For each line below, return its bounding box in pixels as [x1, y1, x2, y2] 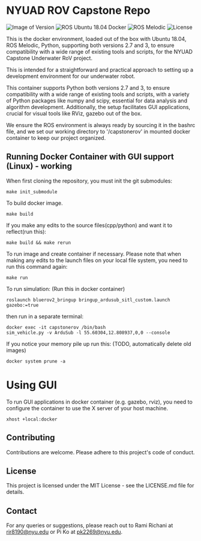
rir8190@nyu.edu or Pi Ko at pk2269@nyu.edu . [6, 528, 123, 536]
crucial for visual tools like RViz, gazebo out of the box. [6, 110, 142, 117]
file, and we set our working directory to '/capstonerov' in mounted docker [6, 128, 191, 135]
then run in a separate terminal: [6, 313, 84, 320]
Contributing [6, 433, 55, 443]
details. [6, 489, 25, 496]
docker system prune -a [6, 358, 66, 364]
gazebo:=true [6, 302, 39, 308]
